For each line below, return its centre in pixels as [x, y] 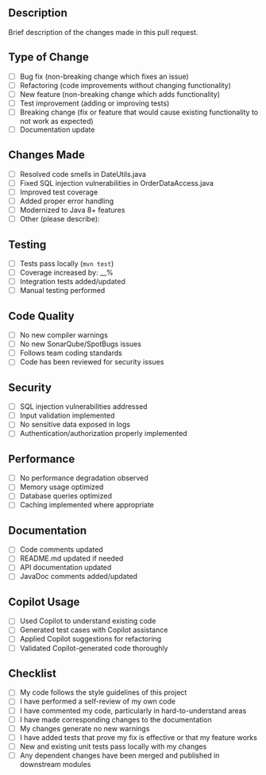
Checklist [33, 673]
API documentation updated [66, 568]
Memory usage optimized [62, 487]
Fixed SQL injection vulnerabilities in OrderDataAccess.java [117, 183]
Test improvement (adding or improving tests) [94, 103]
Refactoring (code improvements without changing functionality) [125, 85]
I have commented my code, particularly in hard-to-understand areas [133, 711]
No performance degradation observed [84, 478]
